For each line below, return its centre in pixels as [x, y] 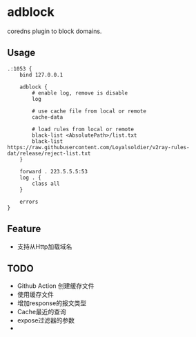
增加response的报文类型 [52, 303]
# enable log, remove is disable [80, 93]
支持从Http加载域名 [45, 247]
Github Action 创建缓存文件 [56, 286]
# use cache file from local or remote [89, 111]
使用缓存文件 [35, 295]
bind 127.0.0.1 [41, 75]
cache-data [48, 117]
